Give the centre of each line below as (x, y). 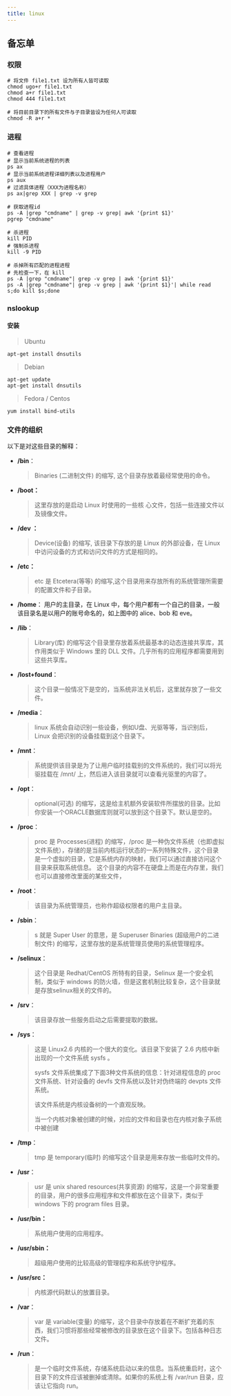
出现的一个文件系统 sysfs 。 (74, 1058)
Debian (34, 367)
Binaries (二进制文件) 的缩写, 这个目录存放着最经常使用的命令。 (124, 475)
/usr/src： (32, 1278)
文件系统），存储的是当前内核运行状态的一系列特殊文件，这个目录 (127, 850)
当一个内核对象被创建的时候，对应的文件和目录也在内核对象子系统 (128, 1119)
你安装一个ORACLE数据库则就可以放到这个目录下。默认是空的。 (125, 812)
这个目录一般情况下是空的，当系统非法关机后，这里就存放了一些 (125, 689)
